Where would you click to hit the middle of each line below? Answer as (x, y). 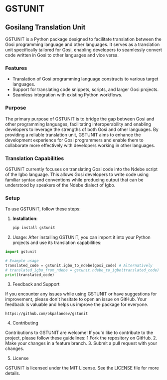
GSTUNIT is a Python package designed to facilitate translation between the (83, 39)
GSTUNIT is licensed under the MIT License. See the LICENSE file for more (82, 368)
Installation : (25, 218)
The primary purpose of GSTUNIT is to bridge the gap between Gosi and (80, 118)
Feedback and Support (36, 284)
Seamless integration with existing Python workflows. (67, 95)
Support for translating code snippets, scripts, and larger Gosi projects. (85, 89)
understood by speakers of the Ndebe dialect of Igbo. (60, 185)
